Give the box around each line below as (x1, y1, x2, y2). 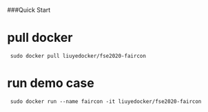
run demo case (7, 76, 94, 91)
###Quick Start (7, 6, 51, 14)
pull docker (7, 30, 73, 45)
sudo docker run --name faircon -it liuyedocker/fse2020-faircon (10, 98, 202, 105)
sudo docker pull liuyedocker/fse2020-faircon (10, 52, 147, 59)
